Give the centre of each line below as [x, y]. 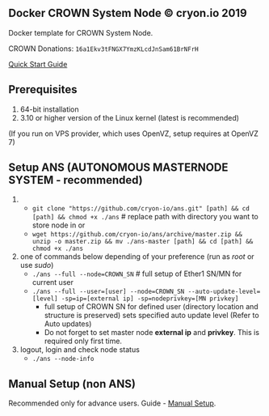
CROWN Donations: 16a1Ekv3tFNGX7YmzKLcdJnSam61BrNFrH [104, 49]
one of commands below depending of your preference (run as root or [137, 257]
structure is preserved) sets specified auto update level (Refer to [152, 316]
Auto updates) [68, 324]
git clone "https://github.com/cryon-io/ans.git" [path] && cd [141, 209]
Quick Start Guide [38, 64]
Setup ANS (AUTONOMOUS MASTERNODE [118, 168]
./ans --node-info [63, 359]
